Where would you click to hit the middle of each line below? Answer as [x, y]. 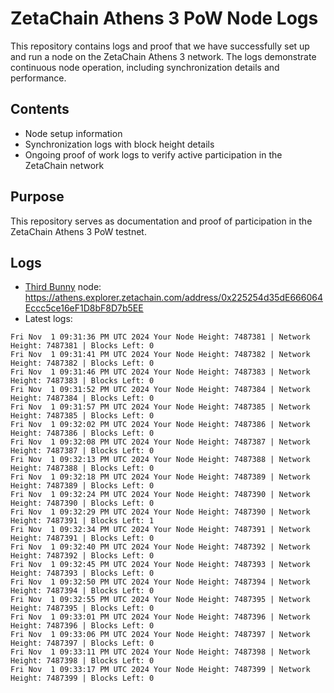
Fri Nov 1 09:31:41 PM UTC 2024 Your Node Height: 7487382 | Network [160, 355]
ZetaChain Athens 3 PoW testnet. [78, 231]
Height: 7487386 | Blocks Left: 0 [82, 433]
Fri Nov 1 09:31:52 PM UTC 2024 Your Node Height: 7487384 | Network [160, 390]
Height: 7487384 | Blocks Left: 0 [82, 398]
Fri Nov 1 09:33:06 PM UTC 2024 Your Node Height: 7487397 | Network [160, 635]
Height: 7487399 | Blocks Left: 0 [82, 678]
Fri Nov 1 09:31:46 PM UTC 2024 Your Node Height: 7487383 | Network [160, 372]
